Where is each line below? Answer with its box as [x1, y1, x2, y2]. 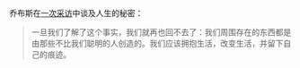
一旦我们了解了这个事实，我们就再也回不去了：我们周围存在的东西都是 [31, 27, 292, 38]
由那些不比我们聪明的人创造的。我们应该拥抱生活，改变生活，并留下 [31, 38, 284, 48]
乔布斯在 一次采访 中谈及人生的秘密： [9, 8, 144, 18]
